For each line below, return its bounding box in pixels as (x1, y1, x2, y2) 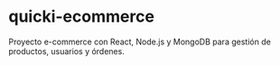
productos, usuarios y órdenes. (8, 45, 126, 56)
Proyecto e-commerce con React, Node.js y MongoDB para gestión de (8, 36, 272, 47)
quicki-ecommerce (8, 6, 155, 27)
